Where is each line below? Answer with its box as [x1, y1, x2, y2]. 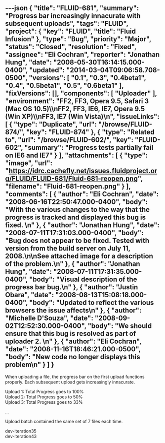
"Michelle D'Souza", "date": [5, 314, 94, 322]
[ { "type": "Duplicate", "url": [5, 120, 97, 128]
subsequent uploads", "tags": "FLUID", [5, 19, 128, 28]
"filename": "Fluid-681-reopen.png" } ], [5, 182, 131, 190]
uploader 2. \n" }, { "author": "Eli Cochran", [5, 337, 142, 346]
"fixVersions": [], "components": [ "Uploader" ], [5, 89, 157, 98]
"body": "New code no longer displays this [5, 353, 140, 361]
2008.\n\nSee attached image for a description [5, 252, 153, 260]
